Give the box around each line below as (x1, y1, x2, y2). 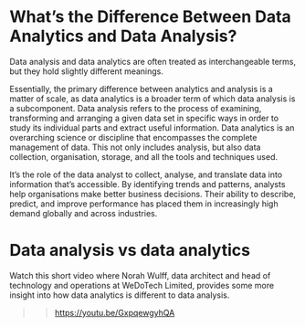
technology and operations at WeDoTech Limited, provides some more (9, 280, 275, 290)
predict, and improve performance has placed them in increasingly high (9, 198, 279, 209)
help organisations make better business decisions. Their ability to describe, (9, 188, 297, 199)
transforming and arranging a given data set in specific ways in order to (9, 112, 279, 123)
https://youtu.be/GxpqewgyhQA (54, 307, 175, 318)
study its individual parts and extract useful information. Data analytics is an (9, 121, 295, 133)
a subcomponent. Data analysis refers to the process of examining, (9, 102, 262, 113)
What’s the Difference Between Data (9, 6, 292, 27)
